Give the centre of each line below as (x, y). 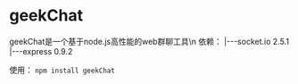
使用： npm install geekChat (62, 70)
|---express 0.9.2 (41, 51)
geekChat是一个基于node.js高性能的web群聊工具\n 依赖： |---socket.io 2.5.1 (149, 41)
